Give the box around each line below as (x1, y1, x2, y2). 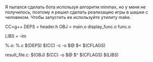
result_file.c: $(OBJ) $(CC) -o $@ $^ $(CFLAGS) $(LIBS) (5, 52, 119, 58)
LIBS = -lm (5, 33, 27, 39)
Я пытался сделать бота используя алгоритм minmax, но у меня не (5, 4, 146, 10)
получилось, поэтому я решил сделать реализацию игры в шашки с (5, 9, 148, 15)
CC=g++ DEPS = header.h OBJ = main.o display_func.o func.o (5, 24, 131, 30)
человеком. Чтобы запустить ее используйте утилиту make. (5, 15, 131, 20)
